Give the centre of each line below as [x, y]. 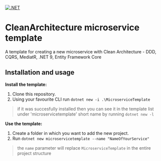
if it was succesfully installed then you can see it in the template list [85, 109]
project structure [34, 153]
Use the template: [24, 123]
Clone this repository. [34, 94]
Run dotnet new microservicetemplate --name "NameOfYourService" [81, 138]
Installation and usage [40, 72]
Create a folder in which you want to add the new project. [70, 133]
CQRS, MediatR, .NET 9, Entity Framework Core [53, 57]
